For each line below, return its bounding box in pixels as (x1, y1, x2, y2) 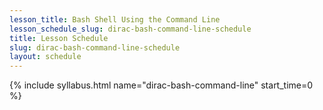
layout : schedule (9, 52, 82, 62)
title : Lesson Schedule (9, 33, 109, 43)
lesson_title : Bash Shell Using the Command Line (9, 14, 221, 25)
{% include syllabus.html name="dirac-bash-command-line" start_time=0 (9, 79, 314, 91)
